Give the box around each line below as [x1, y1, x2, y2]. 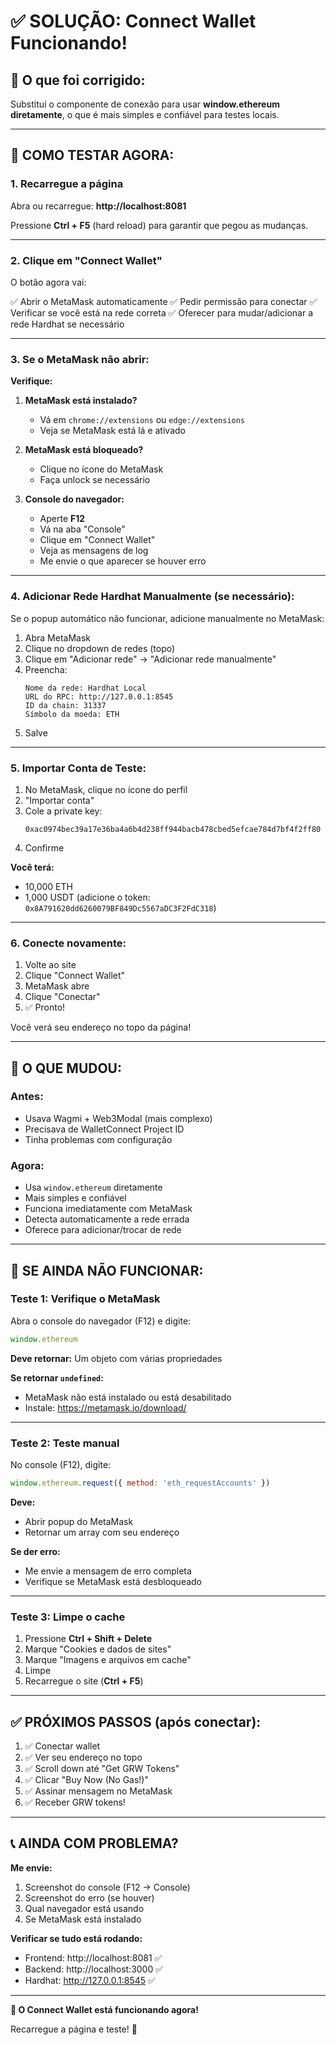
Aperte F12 [39, 513, 86, 525]
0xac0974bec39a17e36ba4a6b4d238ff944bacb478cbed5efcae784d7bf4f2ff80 [24, 824, 322, 834]
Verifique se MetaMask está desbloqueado [24, 1575, 203, 1587]
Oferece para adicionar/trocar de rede [24, 1224, 182, 1236]
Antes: [10, 1090, 44, 1104]
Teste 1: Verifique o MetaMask [10, 1292, 161, 1306]
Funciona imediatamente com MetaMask [24, 1203, 193, 1215]
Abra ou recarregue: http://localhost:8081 [10, 200, 187, 212]
